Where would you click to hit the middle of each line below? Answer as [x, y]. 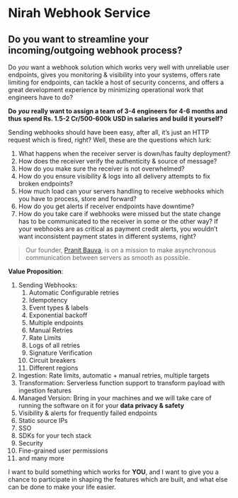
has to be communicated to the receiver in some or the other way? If [118, 221]
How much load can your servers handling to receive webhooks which [121, 191]
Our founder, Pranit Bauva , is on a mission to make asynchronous [121, 250]
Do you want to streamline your [79, 39]
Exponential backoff [58, 315]
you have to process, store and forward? [77, 199]
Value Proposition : [36, 271]
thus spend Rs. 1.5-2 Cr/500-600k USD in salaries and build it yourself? [116, 119]
